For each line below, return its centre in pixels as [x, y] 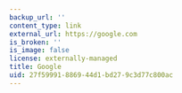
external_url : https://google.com [74, 34]
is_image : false [39, 50]
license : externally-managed [63, 58]
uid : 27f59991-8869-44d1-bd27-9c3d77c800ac [91, 75]
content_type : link [45, 26]
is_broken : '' [36, 42]
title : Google [36, 67]
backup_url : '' [37, 17]
